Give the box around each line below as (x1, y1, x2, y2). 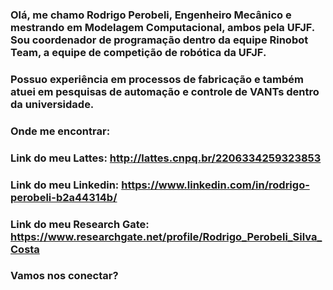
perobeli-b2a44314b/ (10, 190, 118, 204)
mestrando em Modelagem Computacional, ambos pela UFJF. (10, 20, 315, 34)
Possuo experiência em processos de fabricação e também (10, 72, 305, 86)
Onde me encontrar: (10, 124, 111, 138)
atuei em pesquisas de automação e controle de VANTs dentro (10, 84, 320, 98)
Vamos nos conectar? (10, 269, 119, 283)
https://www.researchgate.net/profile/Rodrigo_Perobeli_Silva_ (10, 229, 323, 243)
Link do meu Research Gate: (10, 217, 150, 231)
